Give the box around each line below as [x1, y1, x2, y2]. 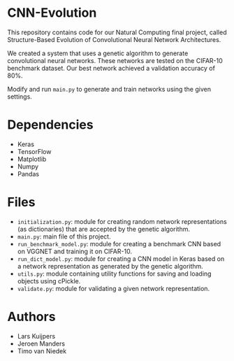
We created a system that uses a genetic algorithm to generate [7, 49, 189, 57]
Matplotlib [17, 155, 47, 163]
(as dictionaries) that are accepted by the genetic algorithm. [17, 225, 191, 233]
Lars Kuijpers [17, 332, 56, 340]
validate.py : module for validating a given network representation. [17, 284, 210, 292]
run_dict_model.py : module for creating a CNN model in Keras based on [17, 254, 225, 263]
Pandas [17, 169, 40, 178]
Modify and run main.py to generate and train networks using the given [7, 85, 212, 93]
